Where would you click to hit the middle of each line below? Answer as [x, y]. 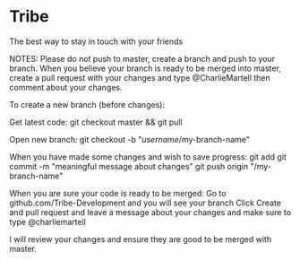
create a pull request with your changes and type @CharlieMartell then [140, 77]
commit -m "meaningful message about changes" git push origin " [132, 166]
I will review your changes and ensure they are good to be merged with [140, 239]
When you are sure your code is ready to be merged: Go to [118, 193]
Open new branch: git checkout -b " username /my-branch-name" [130, 139]
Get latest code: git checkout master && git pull [96, 122]
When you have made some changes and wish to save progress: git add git [148, 157]
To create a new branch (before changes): [87, 104]
